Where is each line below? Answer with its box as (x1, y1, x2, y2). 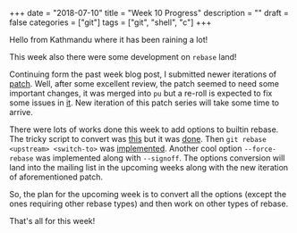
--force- (243, 145, 277, 154)
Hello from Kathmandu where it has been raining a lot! (9, 35, 208, 45)
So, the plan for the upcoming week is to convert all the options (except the (9, 189, 287, 199)
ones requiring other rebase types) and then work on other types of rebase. (9, 198, 289, 209)
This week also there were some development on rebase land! (9, 52, 237, 62)
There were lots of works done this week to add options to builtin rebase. (9, 124, 279, 135)
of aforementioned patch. (9, 171, 104, 182)
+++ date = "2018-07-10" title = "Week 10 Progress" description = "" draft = (9, 8, 289, 18)
